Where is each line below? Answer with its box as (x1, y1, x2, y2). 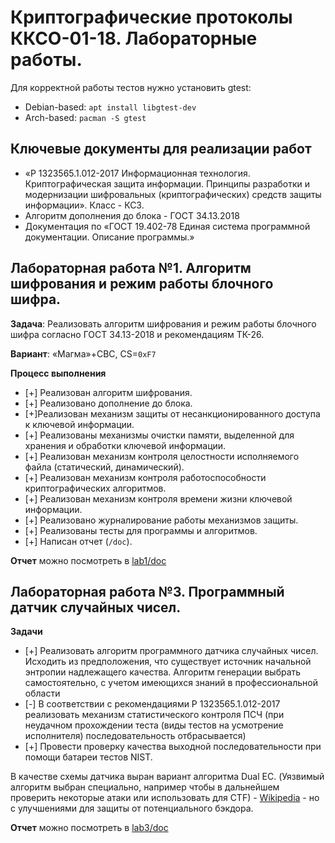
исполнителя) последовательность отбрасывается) (24, 730, 247, 742)
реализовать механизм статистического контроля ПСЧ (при (24, 709, 285, 721)
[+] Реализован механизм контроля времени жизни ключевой (24, 492, 293, 505)
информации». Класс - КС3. (24, 199, 145, 211)
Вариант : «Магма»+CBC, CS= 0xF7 (10, 347, 157, 360)
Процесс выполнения (10, 367, 107, 379)
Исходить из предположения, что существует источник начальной (24, 656, 312, 668)
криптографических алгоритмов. (24, 482, 167, 494)
